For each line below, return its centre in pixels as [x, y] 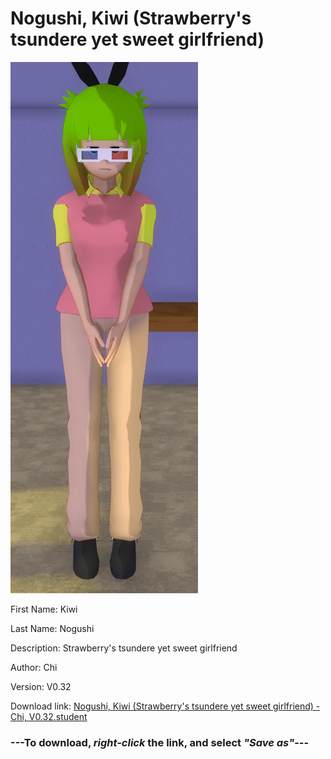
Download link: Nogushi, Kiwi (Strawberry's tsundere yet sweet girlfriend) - [165, 706]
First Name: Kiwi [44, 609]
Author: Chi [34, 667]
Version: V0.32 [41, 686]
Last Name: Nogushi [52, 628]
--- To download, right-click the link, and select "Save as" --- [160, 742]
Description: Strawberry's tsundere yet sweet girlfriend [124, 648]
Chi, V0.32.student [49, 716]
